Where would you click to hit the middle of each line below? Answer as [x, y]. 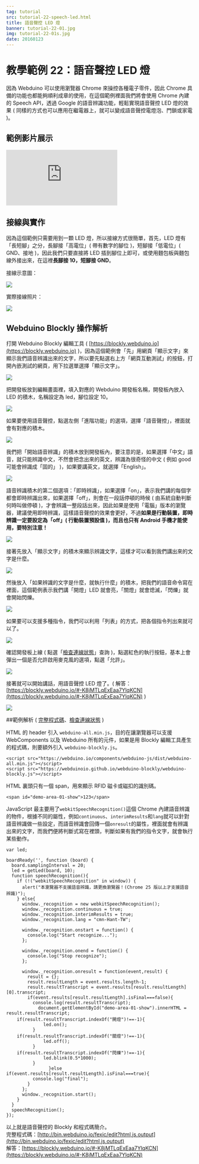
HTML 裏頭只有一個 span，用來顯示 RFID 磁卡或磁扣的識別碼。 [83, 786]
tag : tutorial [24, 12]
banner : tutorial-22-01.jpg [41, 28]
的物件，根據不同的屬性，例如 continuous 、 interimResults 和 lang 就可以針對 [98, 817]
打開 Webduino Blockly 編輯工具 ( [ [49, 344]
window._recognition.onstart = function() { [78, 930]
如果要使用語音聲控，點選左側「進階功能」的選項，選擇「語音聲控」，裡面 [96, 421]
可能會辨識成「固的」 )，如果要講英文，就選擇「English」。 [78, 467]
